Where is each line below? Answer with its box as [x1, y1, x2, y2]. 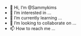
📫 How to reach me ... [9, 26, 55, 31]
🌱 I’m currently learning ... [9, 15, 62, 20]
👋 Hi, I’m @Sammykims [9, 5, 57, 10]
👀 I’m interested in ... [9, 10, 52, 16]
